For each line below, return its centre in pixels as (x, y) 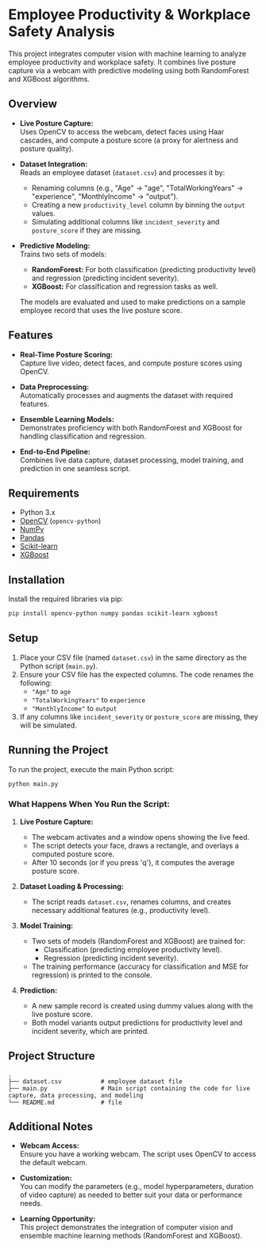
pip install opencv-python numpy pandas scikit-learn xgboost (113, 614)
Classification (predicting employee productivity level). (133, 950)
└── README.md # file (66, 1102)
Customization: (46, 1178)
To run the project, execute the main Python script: (91, 769)
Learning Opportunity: (58, 1219)
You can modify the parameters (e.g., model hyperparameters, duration (137, 1187)
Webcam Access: (49, 1146)
